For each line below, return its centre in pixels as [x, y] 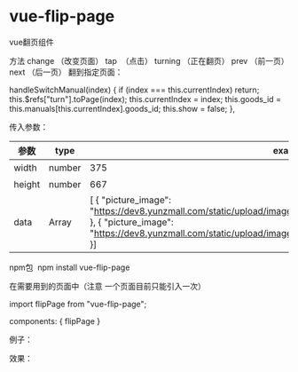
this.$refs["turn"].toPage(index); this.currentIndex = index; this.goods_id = [145, 99]
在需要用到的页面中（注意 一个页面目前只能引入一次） [107, 286]
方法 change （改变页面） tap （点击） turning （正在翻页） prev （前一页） [149, 60]
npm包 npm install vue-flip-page [70, 267]
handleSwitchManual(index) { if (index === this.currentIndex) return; [134, 90]
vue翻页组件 [32, 42]
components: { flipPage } [55, 321]
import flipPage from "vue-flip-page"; [78, 304]
